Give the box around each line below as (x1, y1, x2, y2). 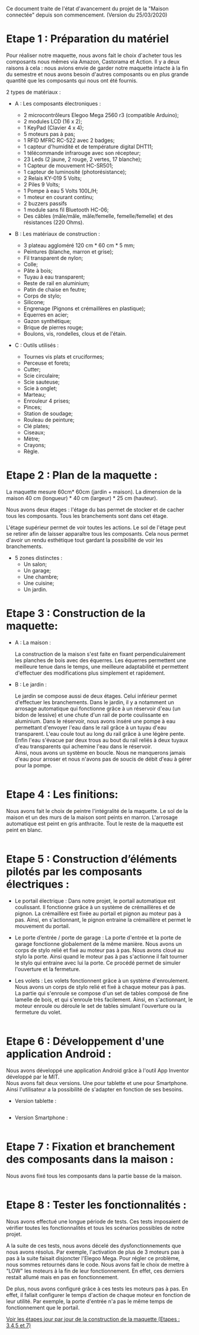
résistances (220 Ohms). (23, 219, 84, 226)
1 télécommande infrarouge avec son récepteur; (23, 149, 141, 156)
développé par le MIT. (6, 1073, 60, 1080)
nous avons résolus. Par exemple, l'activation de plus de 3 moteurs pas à (6, 1248, 185, 1255)
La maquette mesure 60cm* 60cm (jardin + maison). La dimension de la (6, 488, 182, 495)
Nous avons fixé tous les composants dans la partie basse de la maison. (6, 1172, 182, 1179)
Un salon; (23, 561, 47, 568)
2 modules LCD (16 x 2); (23, 118, 83, 125)
